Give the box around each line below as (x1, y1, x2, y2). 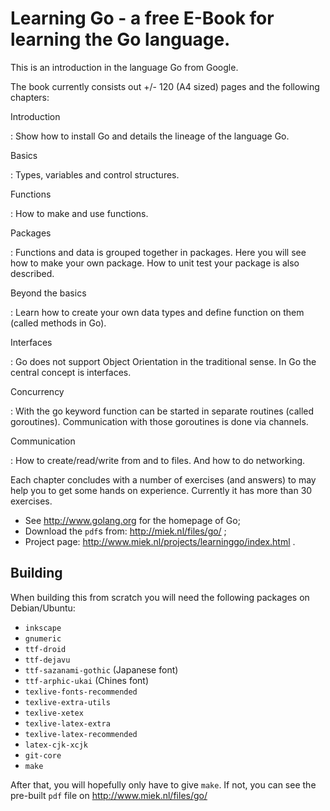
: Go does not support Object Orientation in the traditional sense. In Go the (10, 355, 317, 367)
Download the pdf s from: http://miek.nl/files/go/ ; (24, 525, 227, 537)
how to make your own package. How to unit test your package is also (10, 257, 300, 269)
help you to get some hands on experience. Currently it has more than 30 (10, 484, 313, 496)
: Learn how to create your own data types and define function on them (10, 306, 305, 318)
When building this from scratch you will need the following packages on (10, 591, 310, 603)
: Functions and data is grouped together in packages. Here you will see (10, 246, 307, 258)
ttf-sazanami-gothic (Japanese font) (24, 663, 179, 676)
